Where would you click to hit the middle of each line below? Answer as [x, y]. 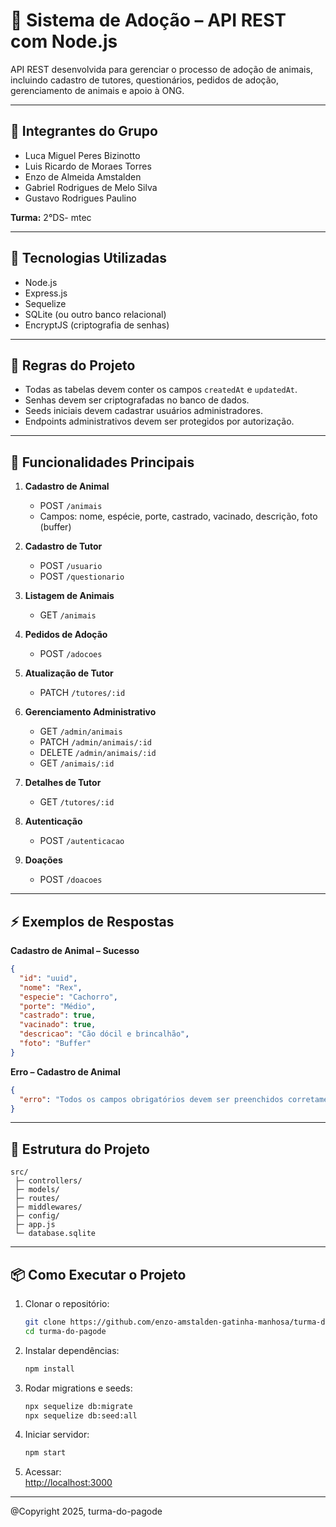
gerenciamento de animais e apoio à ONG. [97, 90]
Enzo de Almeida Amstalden [83, 176]
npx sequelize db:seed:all [81, 1415]
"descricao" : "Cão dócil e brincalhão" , [104, 1034]
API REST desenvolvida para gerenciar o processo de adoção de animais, [161, 69]
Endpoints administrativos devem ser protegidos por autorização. [159, 421]
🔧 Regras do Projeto [73, 365]
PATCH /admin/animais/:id [96, 742]
